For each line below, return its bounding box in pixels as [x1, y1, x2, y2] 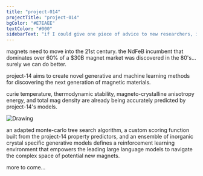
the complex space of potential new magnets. [6, 152, 120, 160]
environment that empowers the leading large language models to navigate [6, 146, 193, 153]
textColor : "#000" [6, 25, 53, 32]
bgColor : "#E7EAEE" [6, 20, 56, 26]
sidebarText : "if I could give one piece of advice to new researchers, [6, 31, 193, 37]
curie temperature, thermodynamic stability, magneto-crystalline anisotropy [6, 90, 195, 98]
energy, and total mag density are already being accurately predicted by [6, 97, 186, 104]
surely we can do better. [6, 61, 66, 68]
